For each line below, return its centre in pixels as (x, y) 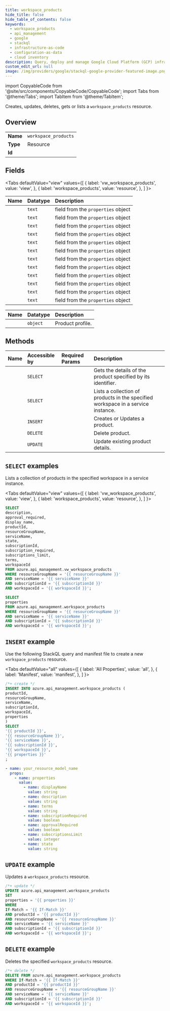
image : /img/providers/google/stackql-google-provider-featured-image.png (86, 72)
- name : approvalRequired (51, 825)
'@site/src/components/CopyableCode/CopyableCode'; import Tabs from (82, 91)
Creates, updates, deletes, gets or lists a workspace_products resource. (79, 106)
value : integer (44, 839)
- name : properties (35, 778)
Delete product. (112, 433)
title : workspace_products (34, 10)
